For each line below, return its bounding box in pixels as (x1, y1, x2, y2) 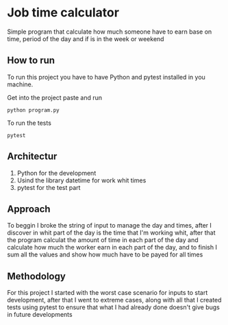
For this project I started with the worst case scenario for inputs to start (7, 289, 208, 297)
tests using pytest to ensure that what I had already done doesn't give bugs (7, 303, 220, 311)
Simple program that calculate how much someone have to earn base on (7, 27, 212, 36)
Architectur (7, 151, 58, 162)
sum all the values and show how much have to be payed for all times (7, 250, 203, 258)
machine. (7, 80, 34, 88)
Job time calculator (7, 5, 120, 21)
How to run (7, 55, 55, 67)
